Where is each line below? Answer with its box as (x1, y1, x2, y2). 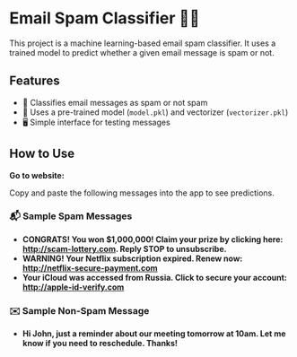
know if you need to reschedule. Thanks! (22, 338, 178, 349)
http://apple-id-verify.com (22, 282, 125, 292)
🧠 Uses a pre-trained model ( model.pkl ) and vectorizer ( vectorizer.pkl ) (22, 107, 289, 118)
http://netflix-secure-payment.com (22, 262, 159, 273)
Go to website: (9, 170, 65, 180)
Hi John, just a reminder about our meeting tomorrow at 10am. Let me (22, 328, 286, 339)
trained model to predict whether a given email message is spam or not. (9, 47, 275, 57)
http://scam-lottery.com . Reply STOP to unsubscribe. (22, 243, 227, 254)
